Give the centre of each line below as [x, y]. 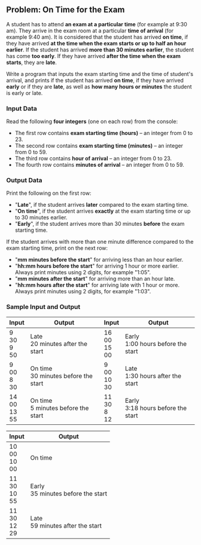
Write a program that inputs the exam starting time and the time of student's [100, 74]
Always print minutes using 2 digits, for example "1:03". [83, 292]
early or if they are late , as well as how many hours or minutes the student [99, 87]
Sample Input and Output [43, 307]
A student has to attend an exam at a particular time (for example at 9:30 [97, 24]
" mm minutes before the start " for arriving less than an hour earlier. [99, 260]
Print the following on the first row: [49, 193]
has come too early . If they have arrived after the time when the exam [94, 56]
